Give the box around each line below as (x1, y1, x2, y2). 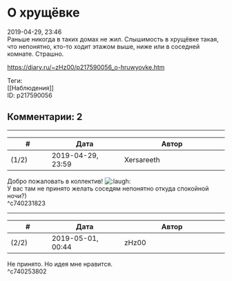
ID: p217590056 (7, 91, 53, 99)
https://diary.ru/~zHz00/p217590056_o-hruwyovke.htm (7, 63, 165, 71)
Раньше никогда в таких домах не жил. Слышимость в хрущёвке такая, (7, 35, 219, 43)
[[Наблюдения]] (7, 84, 54, 92)
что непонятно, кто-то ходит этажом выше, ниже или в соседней (7, 42, 200, 50)
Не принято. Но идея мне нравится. (7, 260, 113, 268)
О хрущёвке (7, 5, 80, 21)
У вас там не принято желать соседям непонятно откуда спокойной (7, 184, 209, 193)
